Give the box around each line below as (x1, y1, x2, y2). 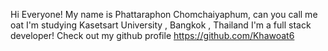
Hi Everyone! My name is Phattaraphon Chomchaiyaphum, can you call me (10, 9, 318, 20)
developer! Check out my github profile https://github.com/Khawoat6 (10, 30, 295, 41)
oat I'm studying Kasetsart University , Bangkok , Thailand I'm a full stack (10, 19, 312, 31)
